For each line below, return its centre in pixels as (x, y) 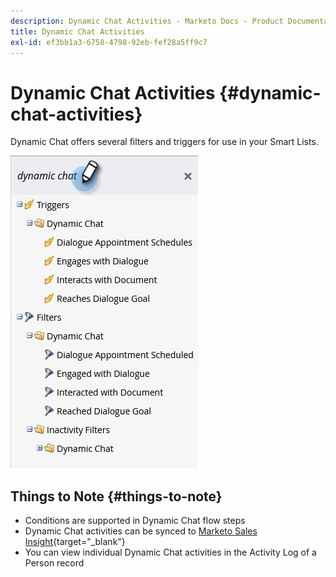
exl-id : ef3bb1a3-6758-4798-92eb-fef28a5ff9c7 (109, 42)
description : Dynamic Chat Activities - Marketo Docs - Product (147, 21)
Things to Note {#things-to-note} (116, 496)
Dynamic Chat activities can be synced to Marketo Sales (141, 531)
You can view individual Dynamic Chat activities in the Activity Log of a (170, 552)
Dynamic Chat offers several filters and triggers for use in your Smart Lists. (164, 142)
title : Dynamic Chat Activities (77, 31)
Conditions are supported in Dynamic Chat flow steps (135, 521)
